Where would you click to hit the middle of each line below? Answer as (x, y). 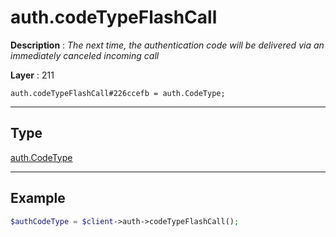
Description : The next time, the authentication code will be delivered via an (167, 45)
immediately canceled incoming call (85, 55)
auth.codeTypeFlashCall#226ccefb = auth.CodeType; (118, 93)
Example (38, 198)
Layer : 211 (32, 75)
